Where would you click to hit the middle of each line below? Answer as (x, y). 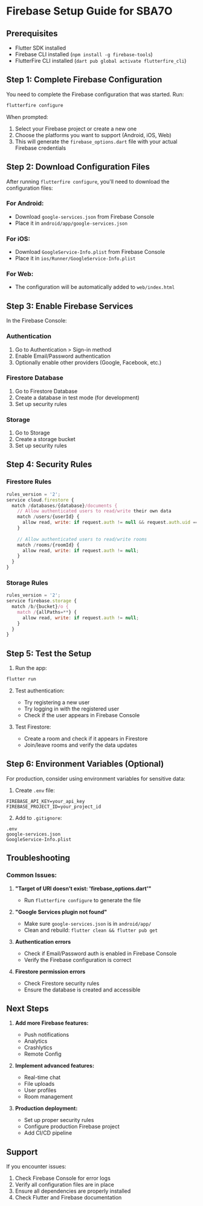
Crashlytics (38, 1048)
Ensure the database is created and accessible (82, 990)
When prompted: (27, 117)
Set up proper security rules (59, 1120)
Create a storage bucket (45, 439)
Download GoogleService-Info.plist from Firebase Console (90, 252)
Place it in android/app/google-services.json (71, 223)
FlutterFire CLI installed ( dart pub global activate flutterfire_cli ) (101, 61)
